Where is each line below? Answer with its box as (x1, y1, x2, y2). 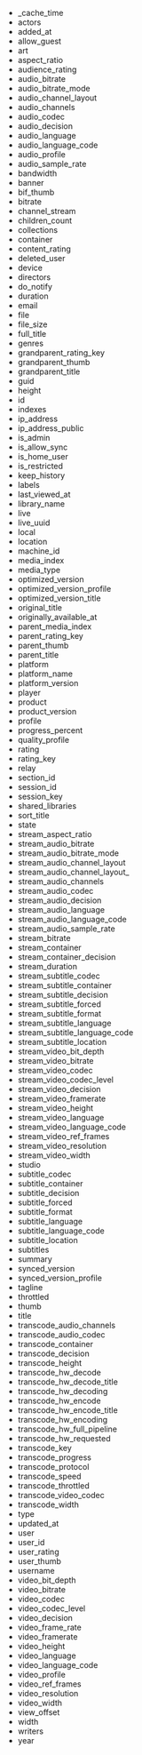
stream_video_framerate (17, 1093, 106, 1104)
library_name (17, 499, 65, 509)
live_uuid (17, 517, 51, 528)
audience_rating (17, 64, 77, 75)
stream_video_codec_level (17, 1074, 114, 1085)
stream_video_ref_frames (17, 1131, 110, 1141)
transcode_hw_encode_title (17, 1405, 118, 1416)
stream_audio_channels (17, 876, 105, 887)
